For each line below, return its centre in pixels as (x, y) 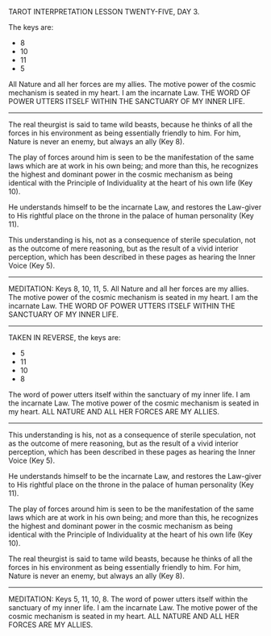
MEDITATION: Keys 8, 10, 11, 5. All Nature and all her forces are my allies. (129, 289)
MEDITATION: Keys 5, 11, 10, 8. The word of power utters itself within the (128, 599)
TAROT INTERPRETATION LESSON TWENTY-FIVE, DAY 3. (104, 12)
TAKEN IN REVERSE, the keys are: (65, 337)
